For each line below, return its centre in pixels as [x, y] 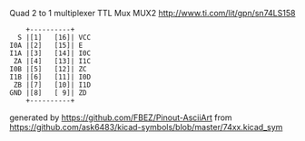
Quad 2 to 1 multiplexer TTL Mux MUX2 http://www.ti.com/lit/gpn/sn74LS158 [152, 13]
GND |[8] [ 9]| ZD [49, 93]
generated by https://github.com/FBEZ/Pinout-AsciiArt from [121, 117]
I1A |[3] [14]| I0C [50, 53]
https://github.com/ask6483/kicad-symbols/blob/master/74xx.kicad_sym [146, 127]
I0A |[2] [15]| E [46, 45]
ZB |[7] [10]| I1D [52, 85]
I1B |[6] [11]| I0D [50, 77]
